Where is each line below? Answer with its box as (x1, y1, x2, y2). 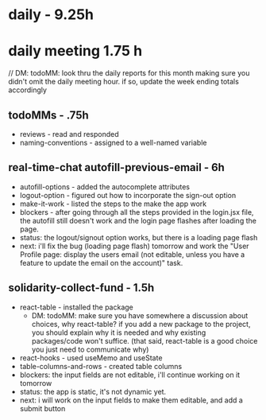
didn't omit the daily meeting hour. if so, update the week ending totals (8, 77, 240, 87)
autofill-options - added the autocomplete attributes (19, 181, 191, 192)
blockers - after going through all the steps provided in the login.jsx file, (19, 207, 254, 216)
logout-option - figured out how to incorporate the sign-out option (19, 190, 237, 200)
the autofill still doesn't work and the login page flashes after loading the (19, 216, 256, 225)
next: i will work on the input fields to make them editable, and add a (19, 395, 244, 405)
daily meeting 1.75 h (8, 42, 143, 60)
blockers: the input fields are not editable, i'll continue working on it (19, 370, 241, 379)
